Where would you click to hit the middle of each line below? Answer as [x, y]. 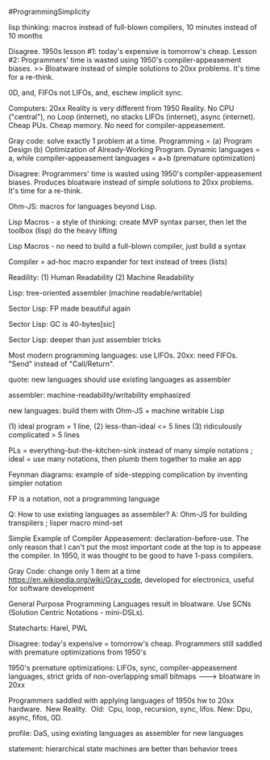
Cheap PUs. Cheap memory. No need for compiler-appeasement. [117, 125]
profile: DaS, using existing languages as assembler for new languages [126, 733]
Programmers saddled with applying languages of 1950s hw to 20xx [121, 700]
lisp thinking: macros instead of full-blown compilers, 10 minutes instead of [133, 27]
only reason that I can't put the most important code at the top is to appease [135, 547]
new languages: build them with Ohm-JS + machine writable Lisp [116, 411]
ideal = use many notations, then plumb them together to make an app [125, 459]
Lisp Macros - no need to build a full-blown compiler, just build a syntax [127, 246]
